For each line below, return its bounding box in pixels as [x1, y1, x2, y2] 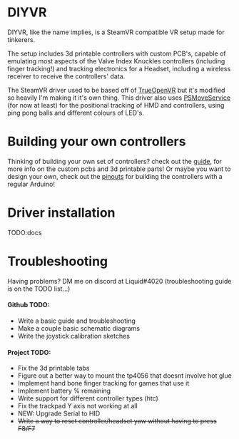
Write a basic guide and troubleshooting [17, 316, 136, 325]
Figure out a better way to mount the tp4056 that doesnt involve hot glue [17, 371, 232, 380]
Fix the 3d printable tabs [17, 364, 90, 373]
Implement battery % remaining [17, 386, 111, 396]
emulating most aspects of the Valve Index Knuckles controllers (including [7, 56, 225, 65]
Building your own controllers [7, 133, 186, 150]
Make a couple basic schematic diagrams [17, 324, 141, 332]
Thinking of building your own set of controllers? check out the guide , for [7, 157, 223, 165]
